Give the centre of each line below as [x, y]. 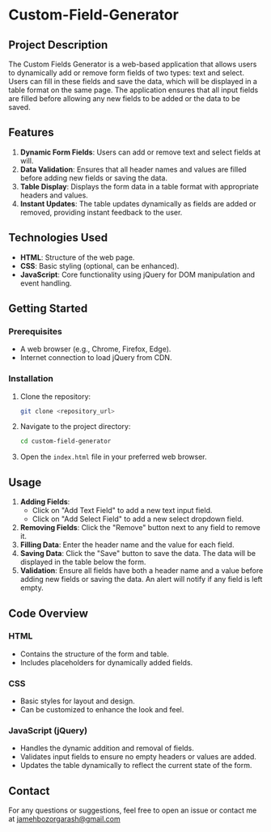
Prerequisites [35, 331]
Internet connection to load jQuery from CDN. [96, 358]
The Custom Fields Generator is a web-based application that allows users [133, 64]
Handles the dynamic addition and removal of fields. [107, 748]
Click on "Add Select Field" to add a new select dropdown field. [138, 519]
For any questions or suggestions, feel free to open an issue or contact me [133, 810]
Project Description [58, 45]
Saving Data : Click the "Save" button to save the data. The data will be [138, 554]
